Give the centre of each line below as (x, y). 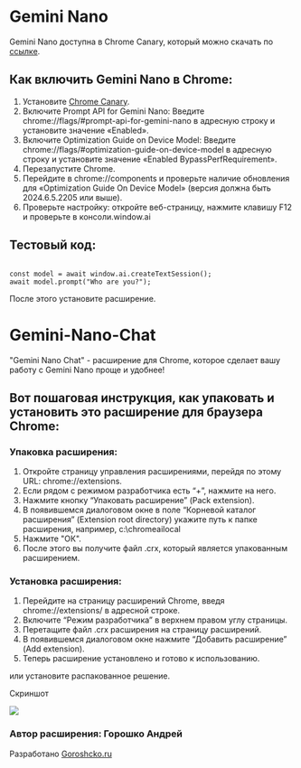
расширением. (51, 558)
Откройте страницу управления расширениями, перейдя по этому (152, 472)
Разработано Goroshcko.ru (61, 754)
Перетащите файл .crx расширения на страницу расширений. (142, 630)
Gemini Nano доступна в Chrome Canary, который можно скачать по (141, 42)
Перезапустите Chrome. (69, 168)
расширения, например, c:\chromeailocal (101, 529)
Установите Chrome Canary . (76, 101)
